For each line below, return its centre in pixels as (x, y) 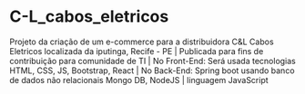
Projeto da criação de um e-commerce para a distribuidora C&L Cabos (142, 42)
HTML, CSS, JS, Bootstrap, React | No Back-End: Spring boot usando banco (152, 70)
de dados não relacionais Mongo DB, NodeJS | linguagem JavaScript (139, 80)
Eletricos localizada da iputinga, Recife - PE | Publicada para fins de (137, 51)
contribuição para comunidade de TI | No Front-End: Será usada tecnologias (152, 61)
